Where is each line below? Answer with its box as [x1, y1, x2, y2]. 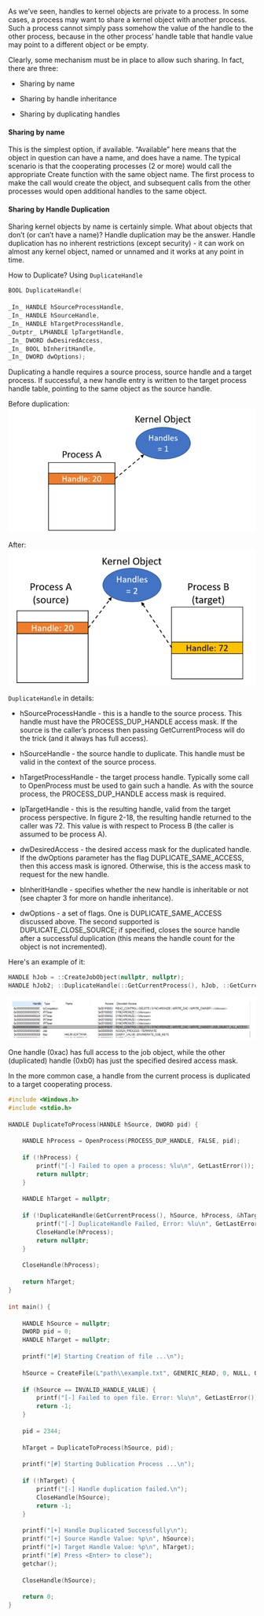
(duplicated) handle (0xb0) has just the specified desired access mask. [8, 1056, 238, 1065]
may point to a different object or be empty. [8, 40, 149, 50]
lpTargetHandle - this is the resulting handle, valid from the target [19, 805, 231, 814]
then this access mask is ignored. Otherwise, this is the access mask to [19, 861, 251, 871]
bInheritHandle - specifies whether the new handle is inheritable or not [19, 885, 249, 894]
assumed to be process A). [19, 829, 108, 839]
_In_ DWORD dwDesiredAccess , [8, 336, 104, 344]
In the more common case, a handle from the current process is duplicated [8, 1071, 251, 1080]
